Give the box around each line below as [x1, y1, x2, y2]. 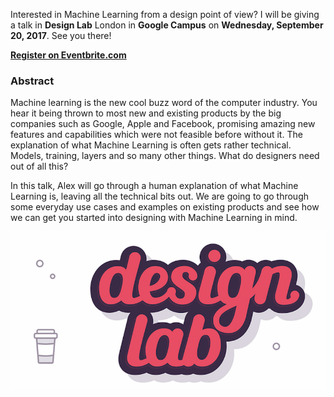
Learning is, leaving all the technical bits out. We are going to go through [10, 190, 310, 203]
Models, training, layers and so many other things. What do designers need [10, 150, 320, 162]
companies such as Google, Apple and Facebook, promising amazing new [10, 118, 316, 130]
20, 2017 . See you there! [10, 30, 112, 41]
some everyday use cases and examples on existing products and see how [10, 201, 320, 213]
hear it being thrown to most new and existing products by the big [10, 107, 282, 119]
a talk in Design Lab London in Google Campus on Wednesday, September [10, 19, 324, 31]
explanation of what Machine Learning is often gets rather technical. [10, 139, 292, 151]
